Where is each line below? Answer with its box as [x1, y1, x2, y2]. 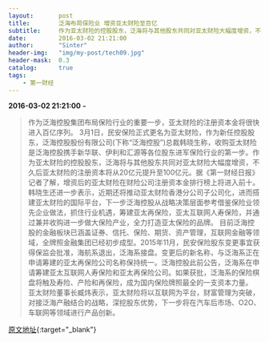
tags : [8, 71, 26, 79]
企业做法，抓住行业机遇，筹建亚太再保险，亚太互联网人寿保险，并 [34, 207, 253, 217]
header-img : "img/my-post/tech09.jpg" [8, 49, 146, 57]
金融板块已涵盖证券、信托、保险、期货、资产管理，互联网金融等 [42, 227, 253, 237]
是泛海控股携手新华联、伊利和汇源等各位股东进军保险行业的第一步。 [27, 147, 253, 157]
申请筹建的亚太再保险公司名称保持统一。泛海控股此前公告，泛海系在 [27, 257, 253, 267]
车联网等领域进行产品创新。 [27, 308, 120, 317]
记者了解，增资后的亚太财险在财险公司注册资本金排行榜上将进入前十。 [27, 177, 260, 187]
